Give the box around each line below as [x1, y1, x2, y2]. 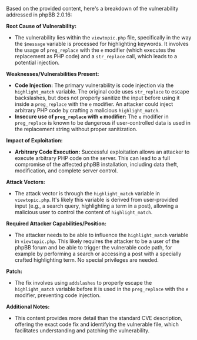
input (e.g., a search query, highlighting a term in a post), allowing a [14, 202, 178, 209]
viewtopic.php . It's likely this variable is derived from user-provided [14, 196, 178, 203]
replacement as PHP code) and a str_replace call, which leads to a [14, 53, 178, 59]
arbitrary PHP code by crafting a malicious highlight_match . [14, 107, 160, 114]
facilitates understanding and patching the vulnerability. [14, 327, 150, 334]
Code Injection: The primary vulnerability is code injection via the [14, 82, 174, 89]
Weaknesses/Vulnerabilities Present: [6, 71, 99, 77]
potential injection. [14, 59, 60, 66]
